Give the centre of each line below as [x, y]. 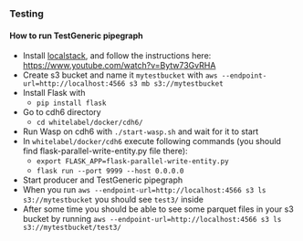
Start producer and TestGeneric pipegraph [103, 180]
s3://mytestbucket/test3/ [72, 228]
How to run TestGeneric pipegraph [76, 36]
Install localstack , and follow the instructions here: [117, 56]
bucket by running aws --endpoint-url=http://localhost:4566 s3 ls [152, 219]
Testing [26, 14]
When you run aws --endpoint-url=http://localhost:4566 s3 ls [144, 190]
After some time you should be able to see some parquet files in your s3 [158, 209]
